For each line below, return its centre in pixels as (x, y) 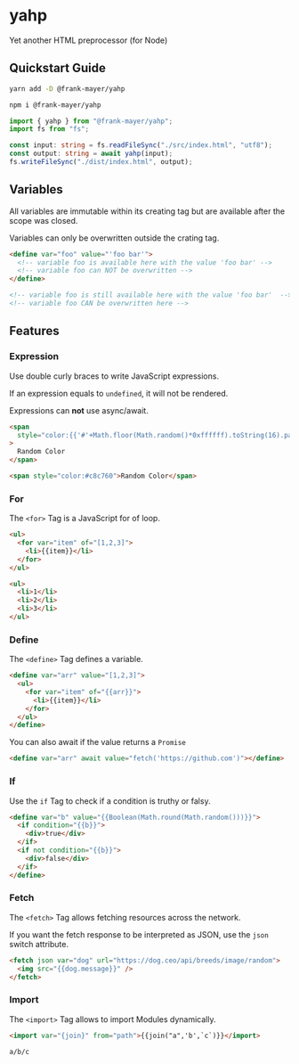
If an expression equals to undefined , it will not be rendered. (119, 393)
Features (34, 331)
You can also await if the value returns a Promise (98, 742)
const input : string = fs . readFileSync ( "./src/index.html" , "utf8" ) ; (141, 145)
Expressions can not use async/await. (79, 410)
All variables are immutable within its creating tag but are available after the (147, 211)
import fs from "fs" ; (49, 129)
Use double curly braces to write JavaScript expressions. (114, 376)
